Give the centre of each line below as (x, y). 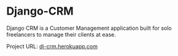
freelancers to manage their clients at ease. (61, 34)
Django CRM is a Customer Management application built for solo (89, 28)
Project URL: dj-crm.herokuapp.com (52, 46)
